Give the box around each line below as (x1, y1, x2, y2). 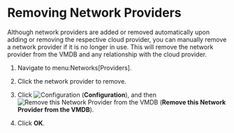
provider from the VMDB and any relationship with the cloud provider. (7, 50, 207, 58)
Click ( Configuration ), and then (17, 91, 157, 99)
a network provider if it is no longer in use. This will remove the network (7, 42, 214, 51)
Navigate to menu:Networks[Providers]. (17, 63, 132, 72)
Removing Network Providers (7, 5, 182, 21)
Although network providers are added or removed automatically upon (7, 28, 210, 36)
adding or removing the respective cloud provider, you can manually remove (7, 35, 227, 43)
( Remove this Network (159, 97, 226, 106)
